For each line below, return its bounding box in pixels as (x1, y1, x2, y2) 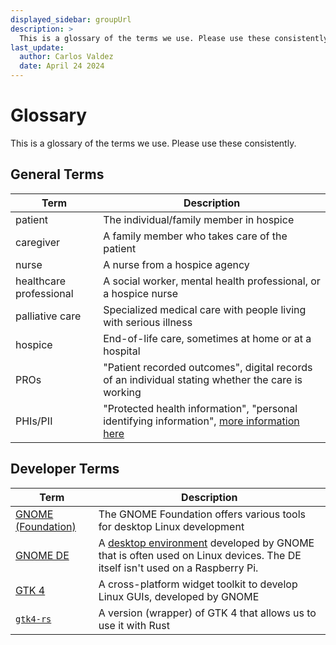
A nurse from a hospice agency (103, 257, 250, 271)
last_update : (10, 42, 65, 53)
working (103, 385, 142, 399)
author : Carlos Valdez (19, 52, 114, 62)
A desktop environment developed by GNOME (98, 536, 315, 550)
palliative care (15, 309, 82, 323)
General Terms (10, 166, 105, 183)
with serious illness (103, 315, 193, 329)
